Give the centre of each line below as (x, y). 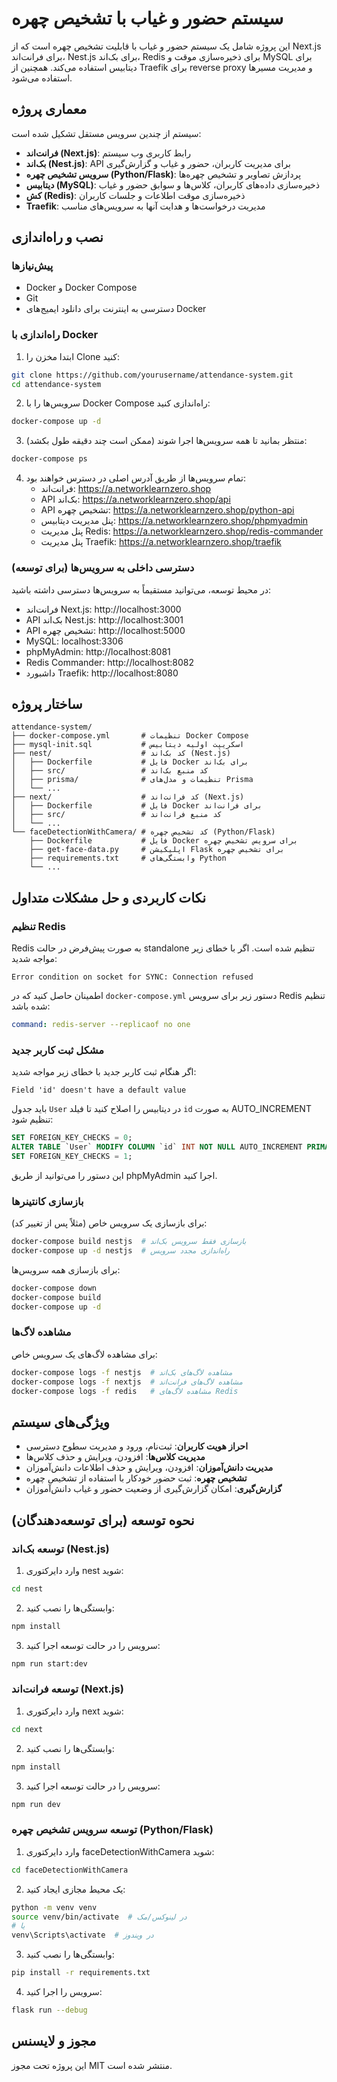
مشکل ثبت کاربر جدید (58, 1050)
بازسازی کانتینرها (47, 1201)
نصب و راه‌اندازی (57, 237)
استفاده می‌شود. (42, 78)
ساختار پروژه (47, 703)
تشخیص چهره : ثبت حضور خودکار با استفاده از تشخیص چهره (136, 1478)
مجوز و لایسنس (54, 2041)
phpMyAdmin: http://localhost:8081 (98, 651)
